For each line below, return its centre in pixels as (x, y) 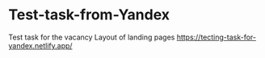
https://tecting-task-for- (217, 37)
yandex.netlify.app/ (40, 45)
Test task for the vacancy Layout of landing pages (92, 37)
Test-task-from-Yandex (89, 15)
